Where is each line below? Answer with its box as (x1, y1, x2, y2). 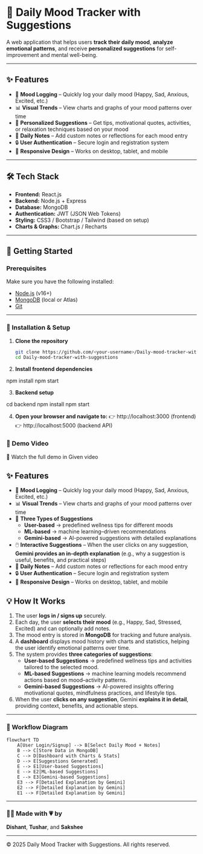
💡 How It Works (6, 596, 66, 606)
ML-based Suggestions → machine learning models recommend (24, 670, 186, 678)
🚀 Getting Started (6, 245, 73, 256)
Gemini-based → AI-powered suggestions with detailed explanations (24, 535, 197, 542)
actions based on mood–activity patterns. (24, 676, 127, 684)
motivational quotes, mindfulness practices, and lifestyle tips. (24, 689, 177, 696)
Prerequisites (6, 264, 47, 272)
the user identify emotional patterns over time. (14, 644, 131, 652)
